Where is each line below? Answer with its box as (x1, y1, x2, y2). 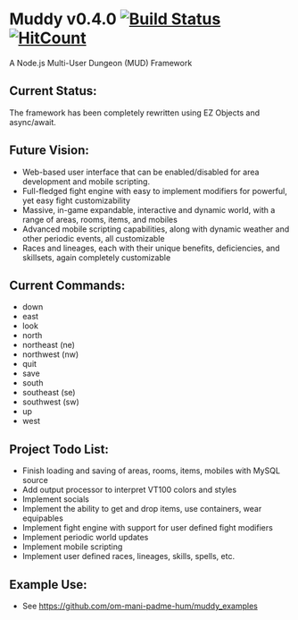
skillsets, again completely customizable (21, 251, 171, 263)
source (21, 475, 49, 486)
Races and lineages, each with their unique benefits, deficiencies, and (21, 242, 280, 253)
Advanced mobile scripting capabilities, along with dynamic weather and (21, 224, 290, 234)
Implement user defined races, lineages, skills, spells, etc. (21, 551, 235, 562)
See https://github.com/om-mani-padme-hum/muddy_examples (21, 600, 259, 611)
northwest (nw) (21, 349, 79, 360)
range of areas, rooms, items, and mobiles (21, 214, 178, 225)
